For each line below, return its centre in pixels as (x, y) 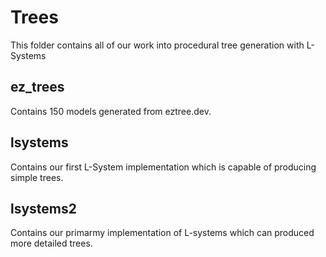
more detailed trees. (51, 243)
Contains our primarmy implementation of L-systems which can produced (162, 233)
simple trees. (37, 177)
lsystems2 (44, 208)
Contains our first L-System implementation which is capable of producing (163, 167)
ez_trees (37, 87)
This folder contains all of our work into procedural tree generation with (157, 45)
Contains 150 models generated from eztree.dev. (111, 111)
